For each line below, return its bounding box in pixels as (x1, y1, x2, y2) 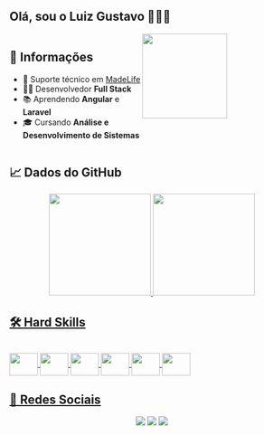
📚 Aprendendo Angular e (22, 93, 120, 104)
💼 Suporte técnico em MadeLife (22, 73, 141, 84)
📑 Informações (9, 50, 94, 65)
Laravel (22, 106, 52, 118)
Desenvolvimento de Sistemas (22, 129, 140, 140)
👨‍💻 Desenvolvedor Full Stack (22, 83, 132, 94)
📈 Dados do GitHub (9, 165, 122, 181)
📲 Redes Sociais (9, 392, 101, 407)
